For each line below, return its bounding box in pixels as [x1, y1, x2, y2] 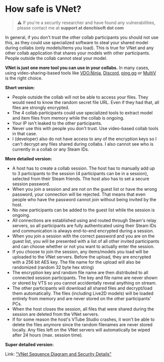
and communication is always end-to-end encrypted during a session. [12, 228, 154, 233]
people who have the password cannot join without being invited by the [12, 196, 157, 202]
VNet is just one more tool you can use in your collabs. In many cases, [5, 65, 149, 71]
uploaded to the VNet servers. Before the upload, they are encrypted [12, 254, 151, 259]
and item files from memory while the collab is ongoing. [12, 115, 125, 121]
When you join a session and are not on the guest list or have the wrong [12, 186, 157, 192]
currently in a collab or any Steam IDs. [12, 146, 90, 152]
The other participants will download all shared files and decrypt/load [12, 285, 153, 291]
